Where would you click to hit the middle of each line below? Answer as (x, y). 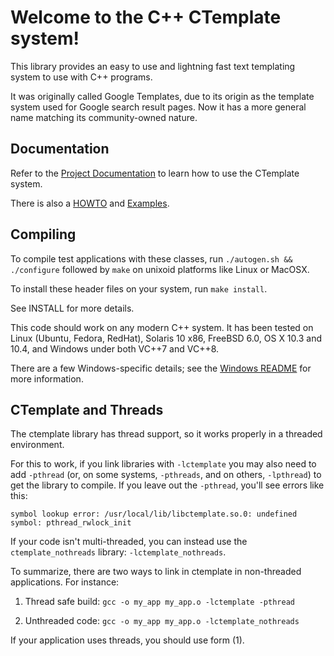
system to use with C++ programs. (81, 77)
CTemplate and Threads (87, 409)
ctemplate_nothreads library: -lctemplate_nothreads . (118, 552)
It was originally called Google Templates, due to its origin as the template (162, 96)
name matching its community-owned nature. (104, 117)
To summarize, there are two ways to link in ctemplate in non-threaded (156, 572)
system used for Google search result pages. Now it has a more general (158, 107)
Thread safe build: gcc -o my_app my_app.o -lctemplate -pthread (159, 602)
